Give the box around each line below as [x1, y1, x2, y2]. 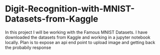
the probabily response [5, 44, 52, 50]
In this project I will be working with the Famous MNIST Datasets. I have [5, 29, 148, 35]
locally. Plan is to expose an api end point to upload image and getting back [5, 39, 156, 45]
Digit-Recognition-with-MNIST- [5, 3, 135, 14]
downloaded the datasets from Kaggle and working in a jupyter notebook [5, 34, 151, 40]
